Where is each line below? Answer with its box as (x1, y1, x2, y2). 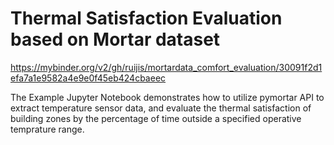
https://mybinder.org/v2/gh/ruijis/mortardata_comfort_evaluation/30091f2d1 (10, 61, 323, 73)
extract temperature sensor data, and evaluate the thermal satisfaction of (10, 102, 312, 114)
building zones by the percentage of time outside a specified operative (10, 112, 302, 124)
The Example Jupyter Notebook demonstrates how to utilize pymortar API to (10, 91, 325, 103)
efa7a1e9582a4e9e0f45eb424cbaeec (10, 72, 167, 84)
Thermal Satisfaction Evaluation (10, 7, 283, 30)
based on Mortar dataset (10, 28, 221, 51)
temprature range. (10, 123, 85, 135)
